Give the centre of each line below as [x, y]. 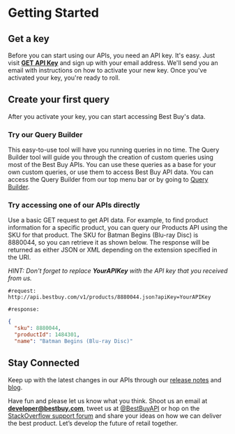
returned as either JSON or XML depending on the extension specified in [113, 250]
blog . [15, 387]
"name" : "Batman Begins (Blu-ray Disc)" [74, 341]
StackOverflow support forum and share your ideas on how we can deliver [115, 415]
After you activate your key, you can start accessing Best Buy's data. [107, 116]
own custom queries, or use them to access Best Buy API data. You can [111, 172]
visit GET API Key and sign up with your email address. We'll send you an [113, 63]
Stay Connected [44, 363]
